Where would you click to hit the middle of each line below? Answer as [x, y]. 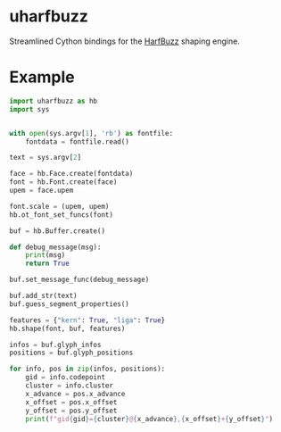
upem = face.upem [41, 190]
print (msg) [45, 255]
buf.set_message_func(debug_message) [79, 280]
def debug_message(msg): [55, 247]
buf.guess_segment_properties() [69, 304]
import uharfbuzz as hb [54, 101]
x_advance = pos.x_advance [75, 394]
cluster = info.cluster [70, 386]
